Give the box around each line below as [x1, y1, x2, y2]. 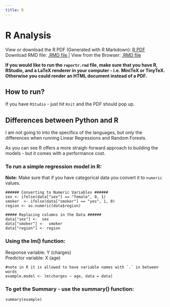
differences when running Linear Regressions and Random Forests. [5, 135, 147, 141]
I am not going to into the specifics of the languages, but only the [5, 129, 142, 136]
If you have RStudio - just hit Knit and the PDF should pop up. [5, 101, 135, 107]
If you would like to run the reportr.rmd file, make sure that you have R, [5, 62, 158, 68]
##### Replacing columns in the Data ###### [5, 212, 102, 217]
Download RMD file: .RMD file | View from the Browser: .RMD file [5, 52, 141, 58]
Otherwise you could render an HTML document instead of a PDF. [5, 73, 148, 79]
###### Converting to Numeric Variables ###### [5, 190, 109, 195]
